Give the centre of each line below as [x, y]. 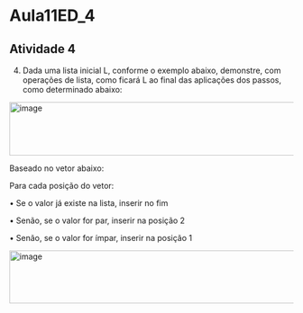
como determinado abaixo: [72, 89]
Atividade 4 [43, 49]
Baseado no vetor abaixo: [57, 168]
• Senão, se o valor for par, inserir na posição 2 [97, 220]
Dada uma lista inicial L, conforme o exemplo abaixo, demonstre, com [151, 70]
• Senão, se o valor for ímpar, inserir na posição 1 [101, 238]
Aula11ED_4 [53, 16]
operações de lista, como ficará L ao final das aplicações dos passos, [152, 80]
